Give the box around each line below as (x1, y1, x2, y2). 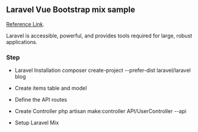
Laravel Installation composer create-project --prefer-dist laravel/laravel (14, 67, 191, 74)
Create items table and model (14, 84, 87, 92)
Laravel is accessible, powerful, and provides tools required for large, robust (6, 32, 193, 39)
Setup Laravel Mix (14, 119, 59, 127)
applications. (6, 38, 37, 45)
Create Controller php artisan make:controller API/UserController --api (14, 108, 187, 115)
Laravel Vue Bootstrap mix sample (6, 5, 135, 15)
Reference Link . (6, 20, 44, 27)
